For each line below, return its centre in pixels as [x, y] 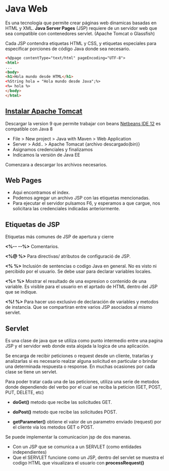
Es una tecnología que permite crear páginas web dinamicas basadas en [81, 23]
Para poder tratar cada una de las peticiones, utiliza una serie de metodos [82, 382]
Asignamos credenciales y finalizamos [53, 149]
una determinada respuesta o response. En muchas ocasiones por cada [80, 366]
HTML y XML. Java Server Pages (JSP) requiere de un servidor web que [81, 28]
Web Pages [24, 181]
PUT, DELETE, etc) [25, 393]
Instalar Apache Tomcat [44, 111]
